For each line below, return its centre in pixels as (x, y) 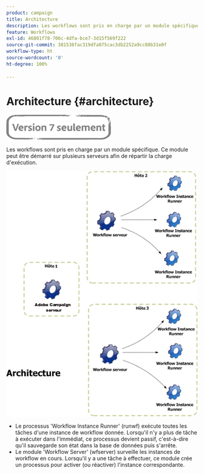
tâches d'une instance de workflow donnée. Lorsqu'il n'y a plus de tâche (106, 432)
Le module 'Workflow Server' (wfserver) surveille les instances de (98, 452)
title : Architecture (32, 19)
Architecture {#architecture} (80, 101)
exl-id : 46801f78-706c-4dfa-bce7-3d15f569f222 (66, 39)
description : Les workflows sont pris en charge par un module (88, 26)
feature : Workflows (31, 32)
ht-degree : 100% (27, 64)
